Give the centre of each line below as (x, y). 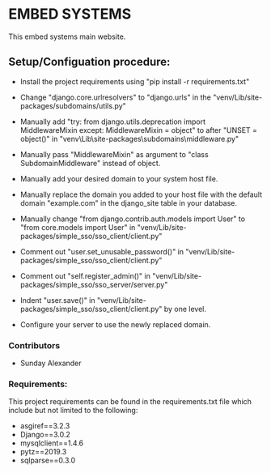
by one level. (185, 309)
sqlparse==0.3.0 (48, 460)
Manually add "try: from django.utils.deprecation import (113, 121)
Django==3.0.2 (45, 435)
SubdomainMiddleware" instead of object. (90, 163)
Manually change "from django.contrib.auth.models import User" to (132, 219)
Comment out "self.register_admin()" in (85, 275)
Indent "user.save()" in (57, 300)
